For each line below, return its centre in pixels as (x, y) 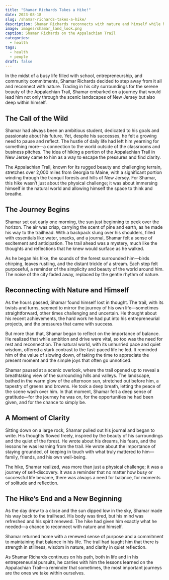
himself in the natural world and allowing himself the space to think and (79, 188)
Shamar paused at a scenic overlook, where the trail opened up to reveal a (82, 370)
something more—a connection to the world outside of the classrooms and (83, 147)
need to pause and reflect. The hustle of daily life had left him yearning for (82, 141)
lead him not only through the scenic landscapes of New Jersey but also (80, 97)
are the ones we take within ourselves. (45, 573)
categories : (18, 38)
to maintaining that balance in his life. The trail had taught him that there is (82, 542)
